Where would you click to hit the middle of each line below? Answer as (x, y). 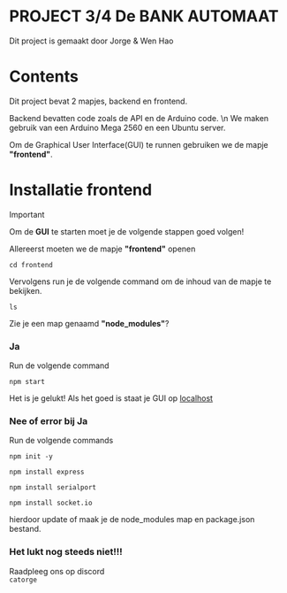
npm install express (47, 472)
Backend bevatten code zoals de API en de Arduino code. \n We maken (139, 118)
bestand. (25, 529)
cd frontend (31, 265)
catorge (23, 580)
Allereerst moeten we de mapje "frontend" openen (102, 249)
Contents (44, 77)
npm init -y (31, 457)
